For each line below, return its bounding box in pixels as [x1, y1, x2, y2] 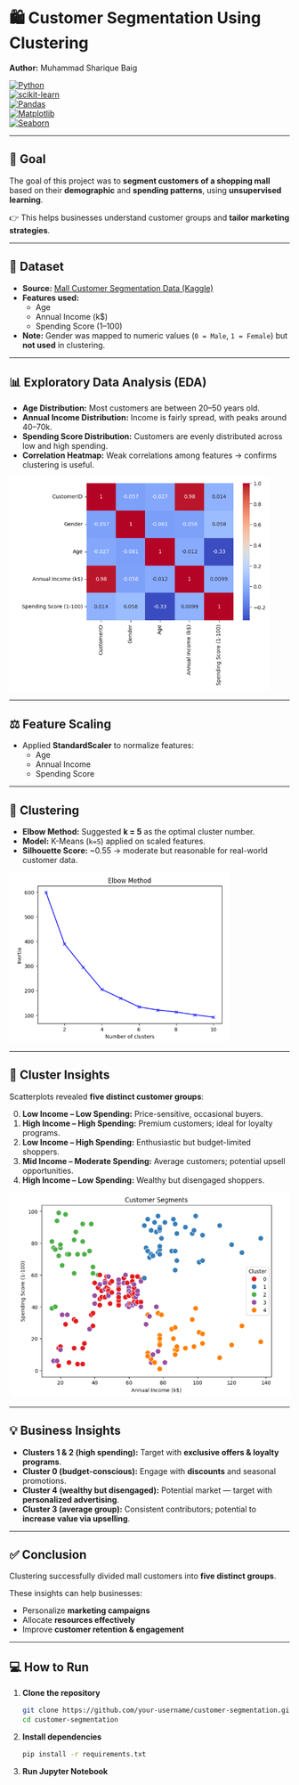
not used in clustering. [21, 339, 106, 350]
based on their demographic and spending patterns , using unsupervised [9, 184, 282, 195]
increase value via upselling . [21, 1512, 131, 1524]
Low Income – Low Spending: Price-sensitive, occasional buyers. [21, 1108, 263, 1119]
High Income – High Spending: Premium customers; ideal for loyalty [21, 1118, 273, 1129]
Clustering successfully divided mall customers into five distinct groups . [9, 1570, 277, 1582]
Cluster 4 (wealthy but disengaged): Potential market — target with [21, 1485, 273, 1496]
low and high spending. [21, 441, 109, 452]
